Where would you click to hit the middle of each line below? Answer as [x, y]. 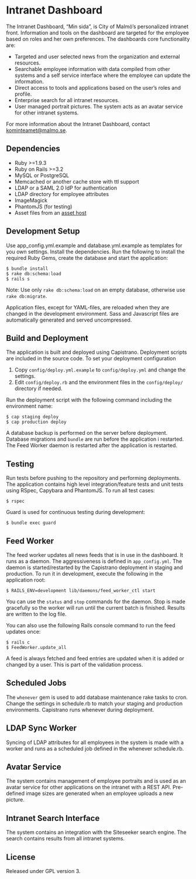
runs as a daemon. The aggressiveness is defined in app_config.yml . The [94, 561]
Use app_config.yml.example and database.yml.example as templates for [94, 245]
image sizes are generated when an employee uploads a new [100, 793]
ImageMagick [31, 200]
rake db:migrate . [27, 296]
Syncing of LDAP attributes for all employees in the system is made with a [95, 742]
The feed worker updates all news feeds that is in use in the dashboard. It [94, 555]
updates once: [23, 632]
